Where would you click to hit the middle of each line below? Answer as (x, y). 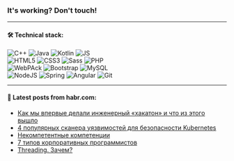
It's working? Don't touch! (52, 10)
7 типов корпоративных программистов (77, 142)
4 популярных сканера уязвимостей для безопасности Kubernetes (117, 128)
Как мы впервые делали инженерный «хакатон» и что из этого (111, 112)
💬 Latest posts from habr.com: (52, 98)
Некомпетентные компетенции (63, 135)
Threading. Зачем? (45, 150)
